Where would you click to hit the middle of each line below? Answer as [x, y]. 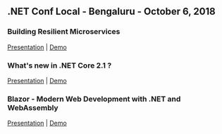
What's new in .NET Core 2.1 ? [60, 65]
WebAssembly [33, 107]
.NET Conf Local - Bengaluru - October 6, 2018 [112, 12]
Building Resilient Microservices [64, 32]
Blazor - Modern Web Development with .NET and [94, 99]
